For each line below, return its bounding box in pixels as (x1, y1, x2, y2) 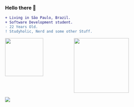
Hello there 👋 (5, 4, 37, 11)
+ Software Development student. (5, 20, 73, 25)
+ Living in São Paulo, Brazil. (5, 16, 71, 20)
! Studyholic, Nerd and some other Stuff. (5, 29, 93, 34)
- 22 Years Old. (5, 24, 38, 30)
